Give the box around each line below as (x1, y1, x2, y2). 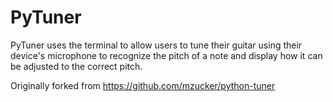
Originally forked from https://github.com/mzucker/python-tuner (10, 79, 276, 91)
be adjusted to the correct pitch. (10, 60, 143, 72)
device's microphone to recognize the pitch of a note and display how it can (10, 49, 323, 61)
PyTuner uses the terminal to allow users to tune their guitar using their (10, 39, 303, 51)
